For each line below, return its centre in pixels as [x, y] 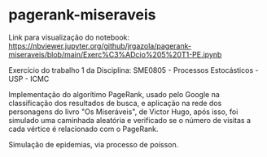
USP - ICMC [29, 78]
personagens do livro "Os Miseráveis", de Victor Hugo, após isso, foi [123, 112]
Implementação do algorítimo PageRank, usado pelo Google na [114, 94]
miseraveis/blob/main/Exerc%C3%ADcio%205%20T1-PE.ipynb [115, 54]
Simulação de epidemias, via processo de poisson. [94, 144]
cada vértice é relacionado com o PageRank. [83, 129]
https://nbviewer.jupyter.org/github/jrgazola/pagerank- [100, 45]
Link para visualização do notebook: [69, 37]
